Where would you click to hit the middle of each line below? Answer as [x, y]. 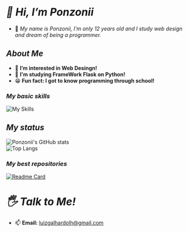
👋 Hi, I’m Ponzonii [50, 12]
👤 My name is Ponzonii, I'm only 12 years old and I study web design [98, 29]
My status [25, 128]
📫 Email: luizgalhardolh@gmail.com [59, 223]
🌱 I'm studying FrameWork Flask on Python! [70, 74]
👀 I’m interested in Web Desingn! [56, 68]
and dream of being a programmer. [58, 35]
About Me [25, 54]
